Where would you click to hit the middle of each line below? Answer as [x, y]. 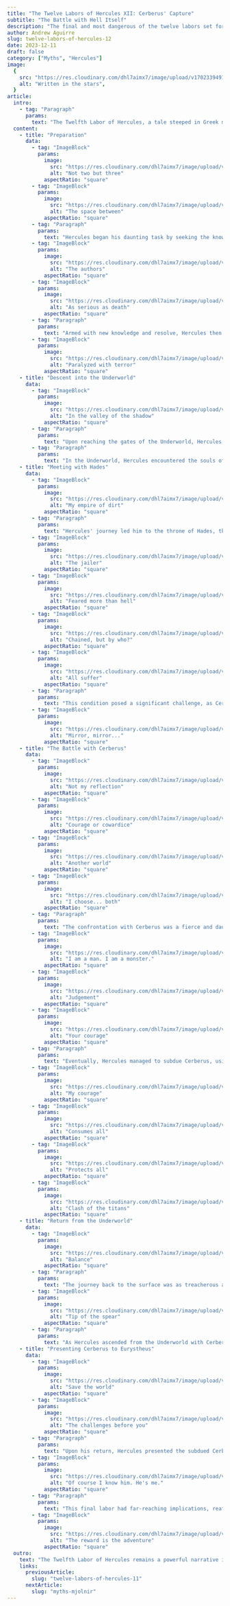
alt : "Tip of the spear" [86, 1317]
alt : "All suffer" [76, 678]
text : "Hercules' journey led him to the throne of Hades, [129, 531]
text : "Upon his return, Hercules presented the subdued [127, 1451]
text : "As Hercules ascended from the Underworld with [124, 1342]
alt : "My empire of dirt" [87, 506]
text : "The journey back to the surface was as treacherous [131, 1285]
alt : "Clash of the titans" [90, 1208]
